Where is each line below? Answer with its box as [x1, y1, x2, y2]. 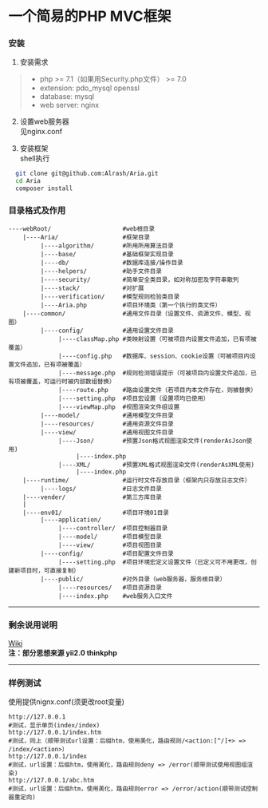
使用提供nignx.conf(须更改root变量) [8, 697, 125, 707]
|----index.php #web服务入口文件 [58, 592, 173, 600]
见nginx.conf [19, 127, 62, 137]
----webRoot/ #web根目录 [8, 225, 156, 233]
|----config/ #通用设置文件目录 [40, 327, 174, 335]
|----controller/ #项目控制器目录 [58, 525, 168, 533]
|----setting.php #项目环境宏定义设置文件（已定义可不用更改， [58, 558, 251, 567]
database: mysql [39, 92, 94, 101]
